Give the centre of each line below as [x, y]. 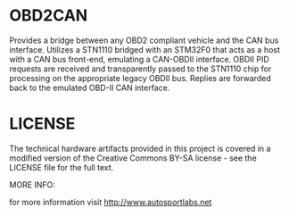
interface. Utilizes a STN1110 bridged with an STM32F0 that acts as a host [145, 49]
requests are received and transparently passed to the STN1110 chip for [140, 69]
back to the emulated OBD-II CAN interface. [90, 87]
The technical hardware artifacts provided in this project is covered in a [140, 148]
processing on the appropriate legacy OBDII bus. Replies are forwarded [140, 78]
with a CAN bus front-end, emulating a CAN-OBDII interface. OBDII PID [139, 59]
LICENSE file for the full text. [62, 167]
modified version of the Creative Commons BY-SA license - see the [133, 158]
